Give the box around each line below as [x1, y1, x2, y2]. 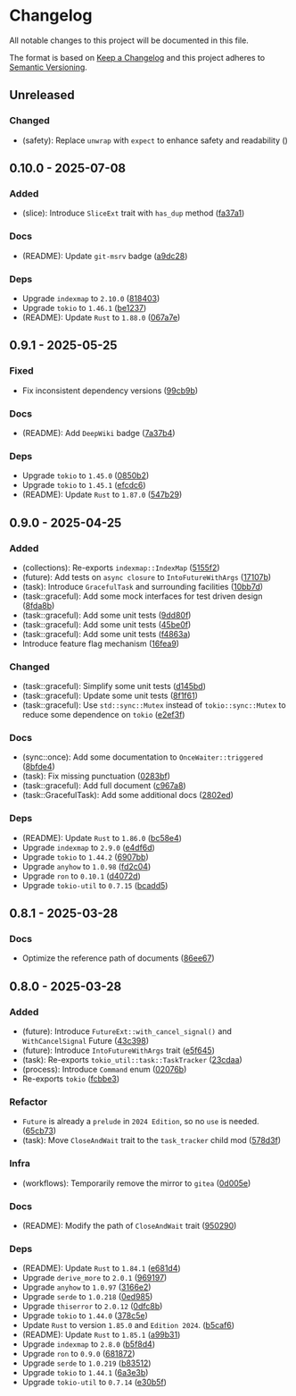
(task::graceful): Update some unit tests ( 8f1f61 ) [21, 690, 199, 702]
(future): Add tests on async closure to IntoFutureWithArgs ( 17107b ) [21, 571, 272, 582]
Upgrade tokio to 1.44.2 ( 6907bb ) [21, 851, 149, 862]
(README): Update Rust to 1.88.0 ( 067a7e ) [21, 312, 181, 323]
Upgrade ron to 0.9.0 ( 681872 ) [21, 1349, 136, 1359]
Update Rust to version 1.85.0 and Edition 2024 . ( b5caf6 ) [21, 1320, 234, 1331]
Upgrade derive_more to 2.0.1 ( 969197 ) [21, 1273, 168, 1283]
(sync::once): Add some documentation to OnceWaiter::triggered [21, 752, 264, 762]
